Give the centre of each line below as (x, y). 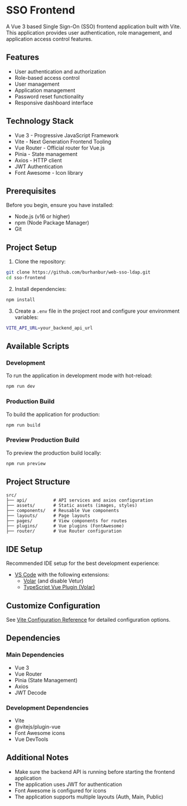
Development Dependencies (47, 707)
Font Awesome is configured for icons (60, 790)
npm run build (23, 425)
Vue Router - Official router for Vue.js (59, 148)
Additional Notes (38, 758)
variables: (26, 317)
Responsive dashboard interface (54, 103)
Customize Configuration (53, 606)
